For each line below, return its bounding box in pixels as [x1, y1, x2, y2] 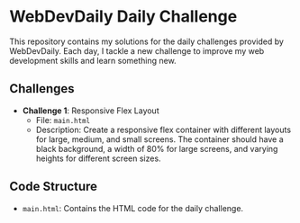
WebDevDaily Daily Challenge [9, 6, 238, 27]
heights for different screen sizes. [35, 153, 161, 164]
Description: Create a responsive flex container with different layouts [35, 124, 291, 135]
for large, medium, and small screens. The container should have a [35, 133, 284, 145]
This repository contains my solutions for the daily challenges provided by [9, 36, 284, 47]
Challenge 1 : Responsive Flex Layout [22, 105, 159, 116]
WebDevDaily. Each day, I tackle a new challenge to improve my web [9, 45, 265, 56]
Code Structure [9, 179, 97, 194]
